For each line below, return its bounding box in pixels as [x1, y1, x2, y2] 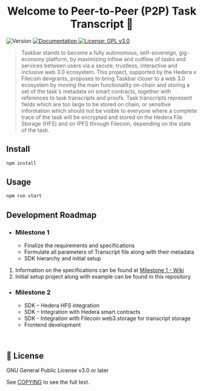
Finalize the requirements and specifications [24, 242, 135, 249]
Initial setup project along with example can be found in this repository [15, 273, 191, 280]
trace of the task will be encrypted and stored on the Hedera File [21, 114, 183, 121]
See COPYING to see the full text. [6, 378, 90, 386]
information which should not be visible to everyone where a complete [21, 107, 197, 114]
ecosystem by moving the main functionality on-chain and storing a [21, 81, 190, 89]
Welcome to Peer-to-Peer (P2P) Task [7, 4, 197, 18]
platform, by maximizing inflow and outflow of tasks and [45, 55, 186, 63]
